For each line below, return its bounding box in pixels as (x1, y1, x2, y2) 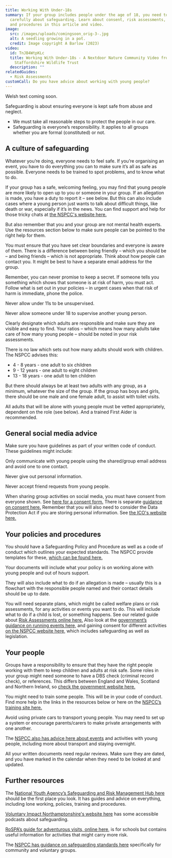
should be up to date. (5, 591, 50, 597)
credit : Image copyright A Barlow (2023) (10, 41, 100, 46)
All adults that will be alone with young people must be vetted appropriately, (5, 403, 165, 409)
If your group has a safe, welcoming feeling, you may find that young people (5, 184, 166, 190)
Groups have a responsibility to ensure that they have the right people (5, 662, 153, 668)
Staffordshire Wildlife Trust (14, 60, 79, 65)
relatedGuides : (5, 70, 38, 75)
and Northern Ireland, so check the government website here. (5, 684, 136, 690)
